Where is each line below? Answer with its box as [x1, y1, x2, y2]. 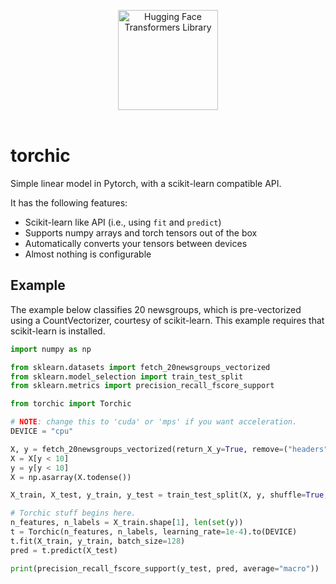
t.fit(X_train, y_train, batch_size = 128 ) [10, 536, 186, 546]
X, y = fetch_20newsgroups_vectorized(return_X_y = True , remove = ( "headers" [10, 444, 329, 454]
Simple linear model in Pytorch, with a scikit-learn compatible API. [10, 177, 282, 189]
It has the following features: [10, 196, 128, 209]
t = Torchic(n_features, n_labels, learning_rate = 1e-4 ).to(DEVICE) [10, 527, 298, 537]
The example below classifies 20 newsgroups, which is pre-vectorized [10, 303, 302, 315]
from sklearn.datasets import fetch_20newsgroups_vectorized [10, 362, 271, 372]
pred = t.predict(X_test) [10, 545, 118, 555]
